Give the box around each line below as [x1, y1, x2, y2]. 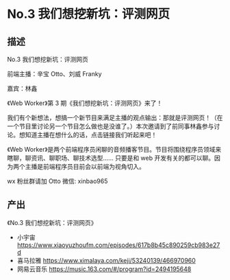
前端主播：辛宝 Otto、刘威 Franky [7, 70, 102, 78]
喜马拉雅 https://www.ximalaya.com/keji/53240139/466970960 [16, 256, 196, 264]
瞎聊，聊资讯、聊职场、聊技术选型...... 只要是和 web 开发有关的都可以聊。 [7, 154, 214, 162]
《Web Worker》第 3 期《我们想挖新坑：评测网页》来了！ [7, 99, 163, 107]
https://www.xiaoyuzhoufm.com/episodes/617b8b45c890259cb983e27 [16, 241, 220, 249]
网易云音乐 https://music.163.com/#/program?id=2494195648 [16, 265, 192, 273]
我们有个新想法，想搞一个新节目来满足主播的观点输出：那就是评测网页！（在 [7, 114, 223, 121]
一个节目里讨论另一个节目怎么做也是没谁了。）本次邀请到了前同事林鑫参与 [7, 122, 214, 130]
